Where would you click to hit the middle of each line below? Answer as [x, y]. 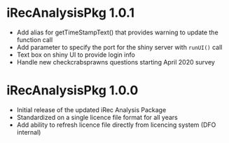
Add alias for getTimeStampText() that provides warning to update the [117, 32]
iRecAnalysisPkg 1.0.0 [72, 91]
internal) [29, 132]
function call [35, 39]
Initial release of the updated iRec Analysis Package [91, 109]
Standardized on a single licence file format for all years [97, 117]
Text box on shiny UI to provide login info [76, 55]
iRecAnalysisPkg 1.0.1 [70, 13]
